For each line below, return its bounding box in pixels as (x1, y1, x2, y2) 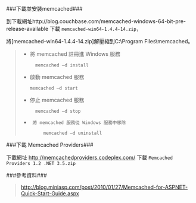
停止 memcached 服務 (29, 97, 85, 103)
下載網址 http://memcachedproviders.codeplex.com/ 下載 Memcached (6, 154, 173, 161)
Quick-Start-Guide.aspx (20, 190, 79, 197)
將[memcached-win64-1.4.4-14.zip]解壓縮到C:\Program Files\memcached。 (6, 38, 194, 45)
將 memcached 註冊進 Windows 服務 (29, 50, 121, 58)
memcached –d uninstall (43, 130, 102, 136)
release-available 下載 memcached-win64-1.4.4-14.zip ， (6, 26, 142, 32)
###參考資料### (6, 172, 48, 179)
